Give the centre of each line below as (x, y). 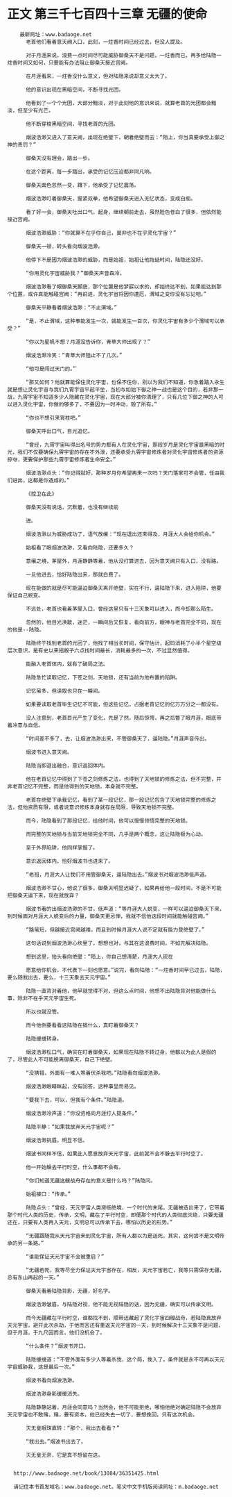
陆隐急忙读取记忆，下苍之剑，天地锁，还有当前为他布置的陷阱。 (103, 677)
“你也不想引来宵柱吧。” (53, 417)
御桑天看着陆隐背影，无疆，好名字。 (70, 1291)
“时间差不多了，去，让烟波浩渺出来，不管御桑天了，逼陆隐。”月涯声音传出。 (117, 738)
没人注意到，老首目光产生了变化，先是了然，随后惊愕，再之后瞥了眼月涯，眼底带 (123, 718)
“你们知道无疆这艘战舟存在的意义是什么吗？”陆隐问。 (90, 1181)
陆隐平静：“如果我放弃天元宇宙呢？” (70, 1127)
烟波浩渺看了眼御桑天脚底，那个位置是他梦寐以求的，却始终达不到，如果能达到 (121, 287)
